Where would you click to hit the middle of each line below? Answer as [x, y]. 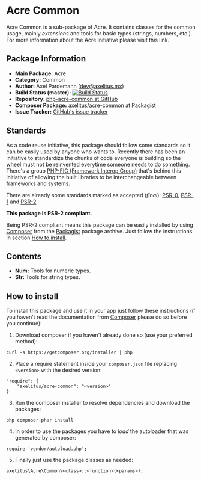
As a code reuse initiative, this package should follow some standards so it [98, 145]
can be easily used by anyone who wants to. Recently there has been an [96, 152]
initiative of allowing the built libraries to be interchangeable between [91, 177]
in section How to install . [37, 238]
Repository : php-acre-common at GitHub [66, 99]
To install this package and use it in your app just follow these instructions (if [101, 311]
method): [26, 342]
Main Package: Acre [40, 73]
